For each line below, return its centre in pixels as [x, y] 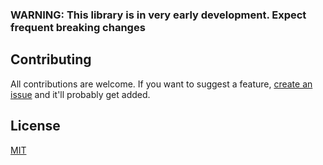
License [35, 126]
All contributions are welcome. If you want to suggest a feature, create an [161, 84]
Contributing [51, 59]
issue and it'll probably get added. [80, 94]
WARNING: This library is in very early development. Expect [158, 15]
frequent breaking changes [78, 27]
